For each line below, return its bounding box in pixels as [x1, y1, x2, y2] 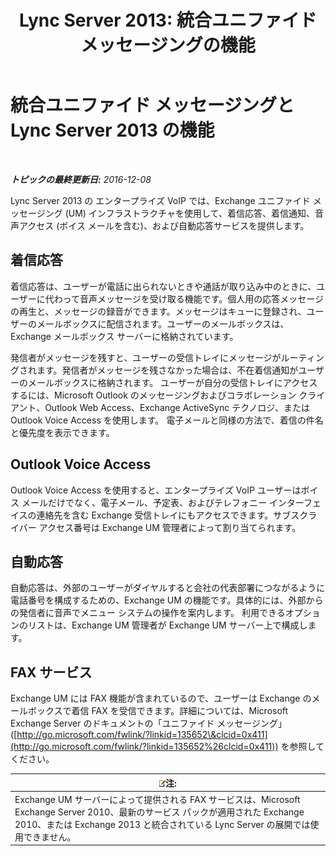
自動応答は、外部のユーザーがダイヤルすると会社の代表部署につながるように [10, 582, 326, 594]
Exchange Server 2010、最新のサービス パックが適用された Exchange [14, 806, 305, 818]
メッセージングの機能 [80, 34, 256, 57]
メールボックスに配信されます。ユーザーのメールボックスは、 [36, 317, 290, 330]
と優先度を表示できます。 [10, 426, 115, 438]
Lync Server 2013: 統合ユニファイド [19, 9, 317, 32]
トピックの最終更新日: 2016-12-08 [10, 173, 152, 185]
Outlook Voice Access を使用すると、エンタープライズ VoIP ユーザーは [10, 484, 302, 496]
